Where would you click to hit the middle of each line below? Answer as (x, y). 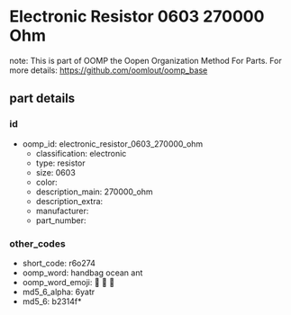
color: (47, 182)
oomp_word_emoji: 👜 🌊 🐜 (68, 282)
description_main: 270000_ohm (94, 192)
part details (42, 99)
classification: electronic (81, 153)
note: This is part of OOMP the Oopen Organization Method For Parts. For (145, 60)
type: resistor (60, 163)
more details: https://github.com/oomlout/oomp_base (109, 70)
